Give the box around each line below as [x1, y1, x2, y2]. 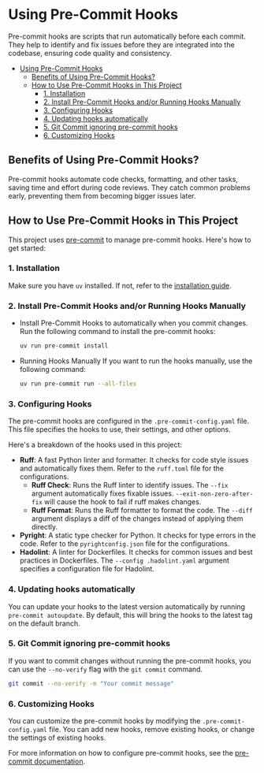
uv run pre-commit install [19, 342, 109, 350]
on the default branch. [8, 619, 80, 628]
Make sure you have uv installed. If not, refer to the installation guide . [8, 281, 232, 290]
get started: [8, 243, 46, 253]
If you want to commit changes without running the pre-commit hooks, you [8, 656, 251, 665]
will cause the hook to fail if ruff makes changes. [44, 497, 202, 507]
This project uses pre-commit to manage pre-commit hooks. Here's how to [8, 235, 251, 244]
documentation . [34, 756, 85, 766]
